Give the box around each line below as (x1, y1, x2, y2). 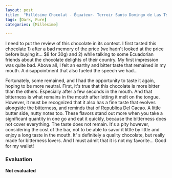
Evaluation (5, 156, 32, 163)
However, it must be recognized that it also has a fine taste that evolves (5, 100, 156, 106)
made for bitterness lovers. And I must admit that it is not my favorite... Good (5, 137, 166, 144)
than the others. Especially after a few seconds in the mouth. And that (5, 88, 153, 95)
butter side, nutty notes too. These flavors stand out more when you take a (5, 110, 163, 116)
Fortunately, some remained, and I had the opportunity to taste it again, (5, 77, 155, 84)
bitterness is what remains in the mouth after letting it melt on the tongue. (5, 94, 160, 100)
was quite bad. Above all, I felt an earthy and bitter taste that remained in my (5, 62, 166, 68)
